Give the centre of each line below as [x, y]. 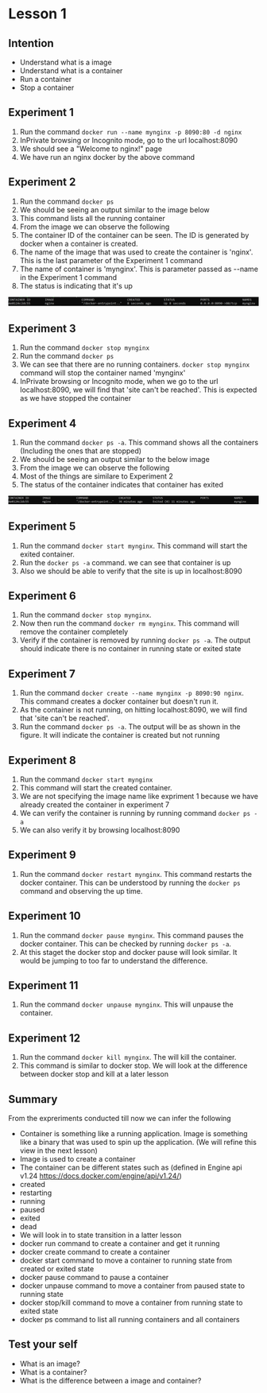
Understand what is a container [71, 71]
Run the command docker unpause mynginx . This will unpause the [126, 1005]
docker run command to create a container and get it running [120, 1244]
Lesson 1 [38, 14]
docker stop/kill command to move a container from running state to [131, 1302]
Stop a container [47, 87]
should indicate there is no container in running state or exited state [130, 649]
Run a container [46, 79]
